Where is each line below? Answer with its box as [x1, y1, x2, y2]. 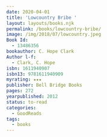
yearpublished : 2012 [6, 93, 59, 99]
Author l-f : [6, 54, 36, 60]
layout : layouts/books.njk [6, 20, 74, 26]
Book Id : [6, 37, 28, 43]
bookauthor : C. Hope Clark [6, 48, 74, 55]
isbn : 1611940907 [6, 65, 50, 72]
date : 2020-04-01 [6, 8, 50, 15]
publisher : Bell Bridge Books [6, 82, 83, 89]
